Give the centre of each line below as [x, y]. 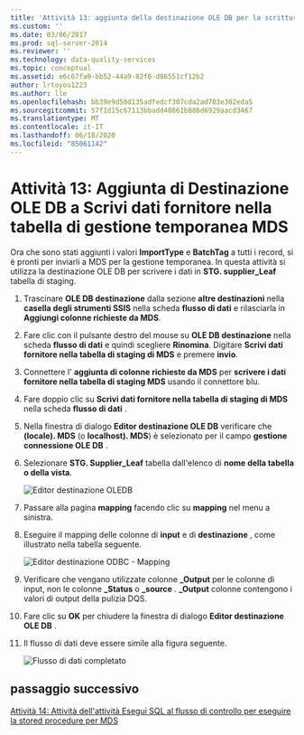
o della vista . [48, 472]
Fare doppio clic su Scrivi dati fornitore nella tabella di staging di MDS [155, 399]
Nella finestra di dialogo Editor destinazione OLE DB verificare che [147, 426]
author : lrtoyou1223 [49, 85]
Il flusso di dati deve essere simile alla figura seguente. [125, 643]
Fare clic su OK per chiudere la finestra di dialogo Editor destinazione [154, 616]
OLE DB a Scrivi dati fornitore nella [141, 207]
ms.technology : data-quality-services [83, 60]
